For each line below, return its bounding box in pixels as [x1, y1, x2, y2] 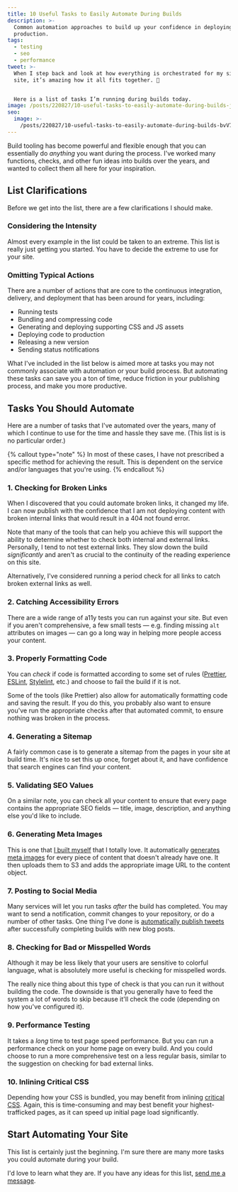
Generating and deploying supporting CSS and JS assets [17, 323, 184, 331]
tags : [7, 37, 23, 44]
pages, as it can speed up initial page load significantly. [36, 1107, 199, 1116]
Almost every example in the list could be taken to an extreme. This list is [7, 237, 220, 246]
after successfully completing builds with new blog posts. [7, 925, 176, 933]
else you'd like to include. [7, 811, 81, 820]
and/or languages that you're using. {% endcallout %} [7, 465, 165, 473]
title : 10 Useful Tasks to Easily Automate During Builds [7, 10, 182, 18]
